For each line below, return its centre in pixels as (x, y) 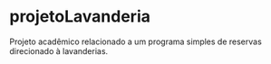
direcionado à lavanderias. (59, 50)
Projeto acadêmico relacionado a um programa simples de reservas (136, 41)
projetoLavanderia (80, 17)
